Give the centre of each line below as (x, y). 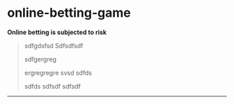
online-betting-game (69, 13)
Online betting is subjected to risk (57, 32)
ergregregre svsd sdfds (58, 73)
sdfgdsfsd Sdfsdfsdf (54, 45)
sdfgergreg (40, 59)
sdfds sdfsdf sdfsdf (53, 86)
